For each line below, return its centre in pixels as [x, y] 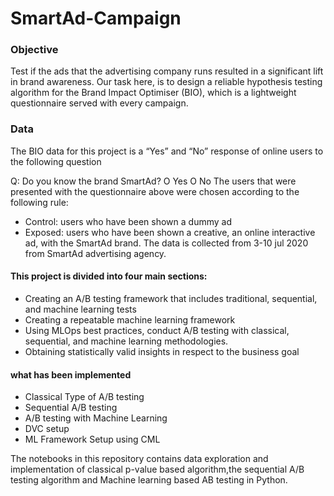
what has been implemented [71, 374]
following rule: [39, 202]
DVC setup [47, 429]
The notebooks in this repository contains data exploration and [139, 459]
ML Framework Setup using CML [92, 439]
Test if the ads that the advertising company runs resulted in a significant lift [167, 71]
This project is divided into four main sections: [109, 276]
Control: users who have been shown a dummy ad [128, 221]
